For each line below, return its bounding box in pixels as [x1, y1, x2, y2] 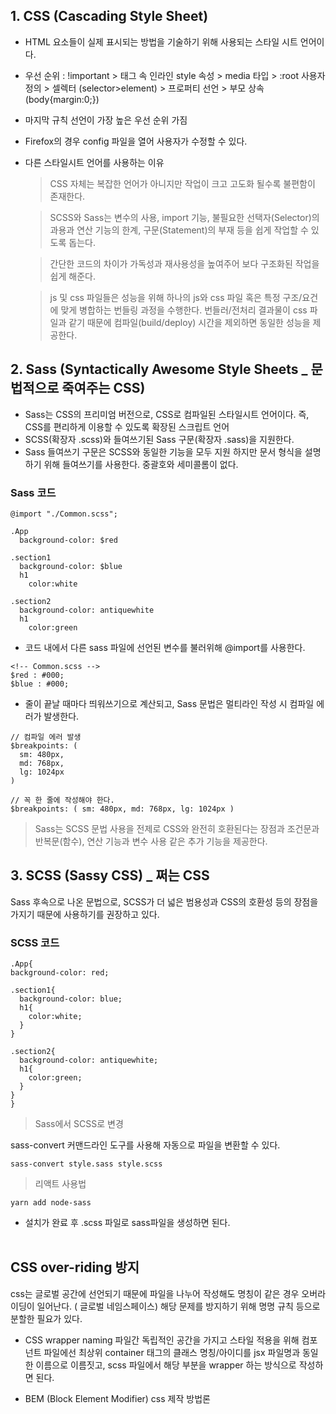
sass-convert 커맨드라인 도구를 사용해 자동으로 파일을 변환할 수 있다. [10, 1139, 281, 1151]
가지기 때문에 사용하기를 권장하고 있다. [10, 908, 160, 920]
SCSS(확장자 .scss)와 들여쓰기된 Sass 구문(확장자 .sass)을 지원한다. [24, 433, 295, 445]
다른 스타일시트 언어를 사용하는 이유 [24, 156, 165, 168]
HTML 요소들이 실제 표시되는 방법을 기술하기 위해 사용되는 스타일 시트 [24, 35, 298, 48]
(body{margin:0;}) [24, 93, 100, 105]
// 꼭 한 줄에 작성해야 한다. [10, 795, 115, 805]
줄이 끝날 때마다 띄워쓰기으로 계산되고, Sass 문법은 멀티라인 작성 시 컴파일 [24, 697, 315, 709]
